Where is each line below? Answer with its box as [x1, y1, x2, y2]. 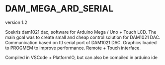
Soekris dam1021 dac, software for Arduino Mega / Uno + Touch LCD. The [5, 29, 157, 35]
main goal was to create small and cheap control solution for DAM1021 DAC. [5, 34, 161, 40]
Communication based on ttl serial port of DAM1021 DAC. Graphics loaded [5, 39, 157, 45]
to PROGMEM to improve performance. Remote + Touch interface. [5, 45, 141, 51]
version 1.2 [5, 19, 27, 25]
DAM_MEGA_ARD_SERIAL [5, 3, 114, 14]
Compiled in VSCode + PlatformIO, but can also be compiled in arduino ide [5, 54, 158, 60]
